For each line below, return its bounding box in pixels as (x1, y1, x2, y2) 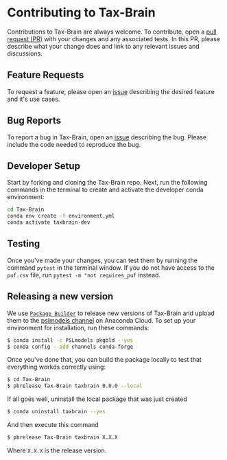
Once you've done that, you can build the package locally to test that (7, 356, 202, 364)
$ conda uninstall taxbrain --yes (7, 409, 106, 415)
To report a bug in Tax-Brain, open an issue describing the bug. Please (7, 133, 207, 141)
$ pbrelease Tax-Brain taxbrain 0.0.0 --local (7, 382, 143, 389)
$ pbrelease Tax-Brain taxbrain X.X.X (7, 434, 118, 441)
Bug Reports (7, 115, 62, 126)
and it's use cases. (7, 95, 60, 103)
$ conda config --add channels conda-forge (7, 343, 134, 350)
